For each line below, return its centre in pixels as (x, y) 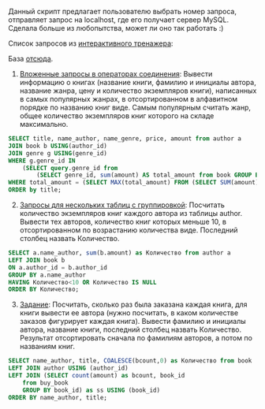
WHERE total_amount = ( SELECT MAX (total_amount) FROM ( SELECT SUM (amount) (134, 183)
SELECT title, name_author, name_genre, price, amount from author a (125, 139)
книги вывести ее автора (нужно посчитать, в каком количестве (129, 313)
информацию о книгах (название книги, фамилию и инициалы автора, (138, 82)
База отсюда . (31, 59)
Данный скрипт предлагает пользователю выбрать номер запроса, (123, 11)
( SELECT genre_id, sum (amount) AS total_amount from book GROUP (144, 175)
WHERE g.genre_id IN (42, 161)
